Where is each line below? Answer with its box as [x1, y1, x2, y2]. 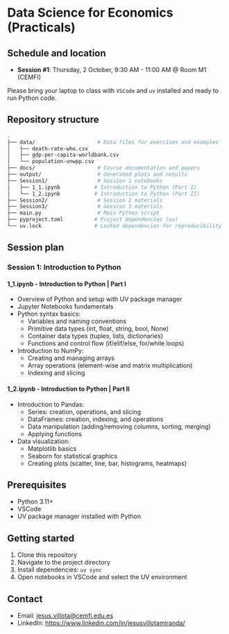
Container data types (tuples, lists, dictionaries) [27, 332, 164, 341]
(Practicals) [7, 19, 76, 35]
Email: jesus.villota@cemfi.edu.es [17, 612, 113, 620]
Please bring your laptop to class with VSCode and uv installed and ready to [7, 87, 219, 94]
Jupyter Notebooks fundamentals [17, 302, 114, 311]
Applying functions [27, 429, 82, 438]
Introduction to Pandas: [17, 400, 85, 409]
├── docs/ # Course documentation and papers [7, 164, 200, 171]
